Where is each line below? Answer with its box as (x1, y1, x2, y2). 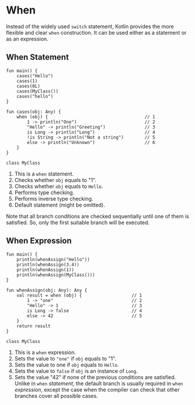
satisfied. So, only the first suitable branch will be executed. (6, 219, 150, 226)
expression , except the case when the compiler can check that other (14, 386, 180, 393)
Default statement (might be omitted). (14, 201, 105, 208)
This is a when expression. (14, 349, 76, 356)
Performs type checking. (14, 188, 75, 196)
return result (16, 323, 51, 329)
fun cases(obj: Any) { (6, 109, 61, 115)
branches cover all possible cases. (14, 392, 98, 399)
